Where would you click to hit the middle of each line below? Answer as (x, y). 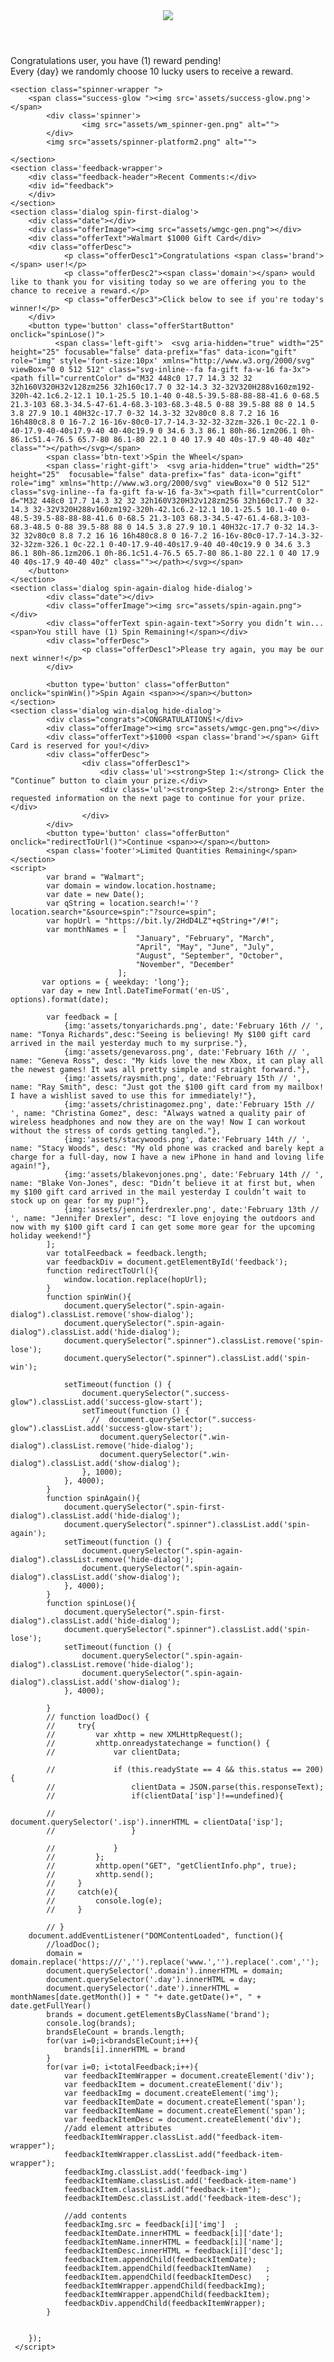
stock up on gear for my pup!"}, (80, 1201)
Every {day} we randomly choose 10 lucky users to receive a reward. (152, 71)
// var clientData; (114, 1752)
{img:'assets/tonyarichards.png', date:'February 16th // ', (194, 1026)
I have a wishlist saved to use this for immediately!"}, (133, 1096)
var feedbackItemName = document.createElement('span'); (185, 2111)
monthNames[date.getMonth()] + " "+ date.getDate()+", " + (136, 1997)
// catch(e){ (82, 1892)
